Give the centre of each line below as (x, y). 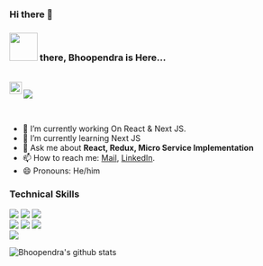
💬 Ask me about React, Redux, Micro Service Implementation (138, 148)
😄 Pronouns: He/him (61, 171)
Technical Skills (45, 194)
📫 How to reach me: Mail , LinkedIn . (89, 158)
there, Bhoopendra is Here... (103, 58)
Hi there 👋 (32, 14)
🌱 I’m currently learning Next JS (82, 138)
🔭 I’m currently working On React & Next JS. (104, 129)
